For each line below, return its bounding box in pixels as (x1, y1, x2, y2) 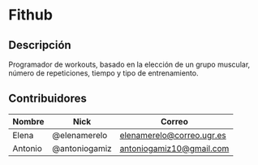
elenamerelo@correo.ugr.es (119, 129, 227, 141)
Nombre (12, 115, 45, 127)
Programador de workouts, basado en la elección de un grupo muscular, (8, 59, 251, 69)
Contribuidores (8, 92, 87, 106)
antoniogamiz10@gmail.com (119, 142, 230, 154)
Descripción (8, 38, 71, 52)
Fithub (8, 6, 53, 24)
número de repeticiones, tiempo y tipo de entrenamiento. (8, 68, 199, 78)
